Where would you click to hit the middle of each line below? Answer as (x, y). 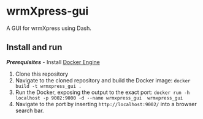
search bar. (29, 110)
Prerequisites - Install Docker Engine (53, 62)
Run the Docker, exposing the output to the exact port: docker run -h (102, 92)
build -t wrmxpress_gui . (48, 86)
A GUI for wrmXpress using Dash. (49, 28)
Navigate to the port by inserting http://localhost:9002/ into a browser (106, 104)
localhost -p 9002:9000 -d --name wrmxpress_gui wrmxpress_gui (99, 98)
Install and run (34, 47)
